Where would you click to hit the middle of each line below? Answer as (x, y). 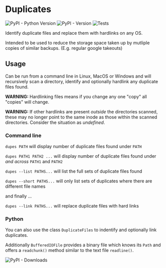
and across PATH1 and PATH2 (34, 162)
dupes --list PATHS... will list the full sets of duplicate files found (74, 171)
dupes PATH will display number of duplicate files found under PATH (73, 147)
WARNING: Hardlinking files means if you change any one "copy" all (76, 96)
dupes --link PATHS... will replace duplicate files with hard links (72, 206)
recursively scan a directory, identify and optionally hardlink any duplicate (82, 81)
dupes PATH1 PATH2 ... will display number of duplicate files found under (81, 156)
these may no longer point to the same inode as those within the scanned (81, 117)
